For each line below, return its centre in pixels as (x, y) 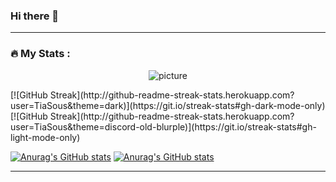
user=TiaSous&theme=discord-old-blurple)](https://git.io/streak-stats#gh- (163, 126)
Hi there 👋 (35, 16)
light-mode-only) (45, 137)
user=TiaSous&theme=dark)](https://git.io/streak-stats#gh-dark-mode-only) (168, 105)
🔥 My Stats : (40, 54)
